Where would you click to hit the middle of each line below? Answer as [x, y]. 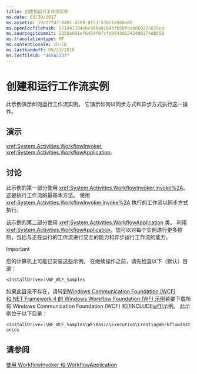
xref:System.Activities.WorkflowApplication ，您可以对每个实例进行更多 [92, 230]
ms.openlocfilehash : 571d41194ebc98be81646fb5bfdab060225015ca [85, 28]
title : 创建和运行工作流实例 [37, 12]
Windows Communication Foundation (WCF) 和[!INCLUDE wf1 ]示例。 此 [99, 306]
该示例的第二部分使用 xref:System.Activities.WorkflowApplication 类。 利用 [96, 222]
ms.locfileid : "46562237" [38, 55]
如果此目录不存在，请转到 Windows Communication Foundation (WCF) [91, 291]
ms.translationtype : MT [35, 39]
